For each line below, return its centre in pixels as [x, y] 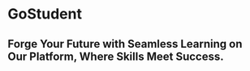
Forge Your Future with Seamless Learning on [125, 44]
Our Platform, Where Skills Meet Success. [116, 56]
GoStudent [45, 14]
